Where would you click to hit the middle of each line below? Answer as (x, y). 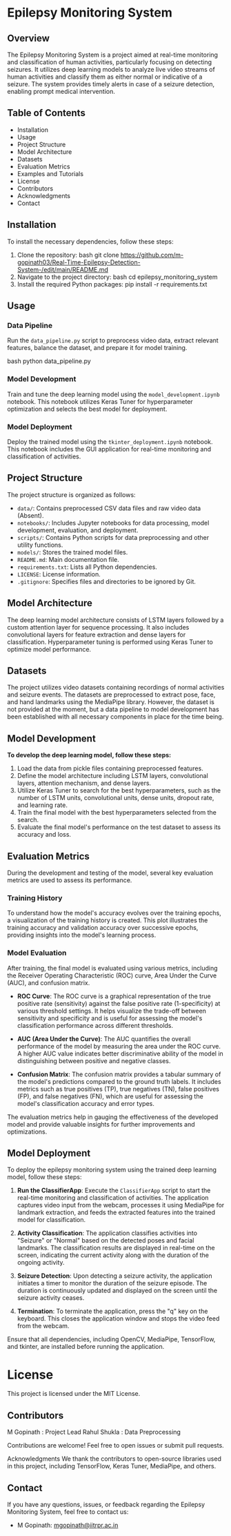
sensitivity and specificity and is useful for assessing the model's (110, 1018)
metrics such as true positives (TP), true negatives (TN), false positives (118, 1089)
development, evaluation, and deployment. (78, 530)
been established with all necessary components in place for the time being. (115, 717)
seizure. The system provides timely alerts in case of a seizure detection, (111, 84)
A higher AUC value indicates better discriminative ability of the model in (120, 1053)
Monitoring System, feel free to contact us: (68, 1511)
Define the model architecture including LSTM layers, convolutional (112, 776)
